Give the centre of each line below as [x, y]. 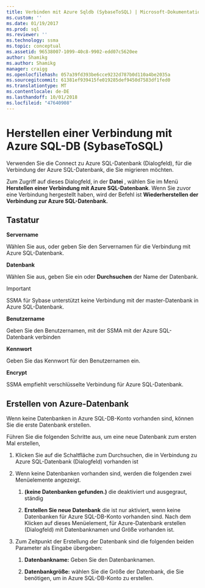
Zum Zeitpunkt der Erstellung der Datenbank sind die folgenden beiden [104, 542]
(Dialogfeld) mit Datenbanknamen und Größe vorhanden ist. [99, 530]
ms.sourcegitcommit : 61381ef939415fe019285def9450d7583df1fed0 [88, 80]
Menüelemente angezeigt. [48, 480]
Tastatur [23, 220]
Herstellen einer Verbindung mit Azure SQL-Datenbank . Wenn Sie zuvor [99, 188]
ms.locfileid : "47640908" [39, 103]
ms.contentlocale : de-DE [38, 92]
